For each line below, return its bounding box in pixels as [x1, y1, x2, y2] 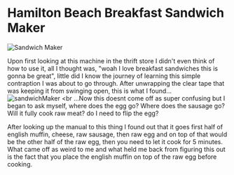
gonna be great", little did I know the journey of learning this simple [7, 72, 201, 80]
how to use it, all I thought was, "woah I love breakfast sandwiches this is [7, 64, 219, 72]
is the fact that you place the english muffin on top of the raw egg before [7, 153, 217, 161]
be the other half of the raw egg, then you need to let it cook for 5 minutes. [7, 137, 223, 145]
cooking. [7, 160, 33, 168]
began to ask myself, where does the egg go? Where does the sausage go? [7, 101, 226, 110]
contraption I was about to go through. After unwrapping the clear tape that [7, 79, 225, 87]
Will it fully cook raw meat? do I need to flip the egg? [7, 109, 159, 117]
